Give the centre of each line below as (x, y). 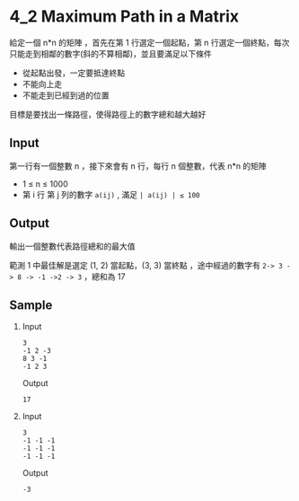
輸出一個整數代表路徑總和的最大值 (72, 246)
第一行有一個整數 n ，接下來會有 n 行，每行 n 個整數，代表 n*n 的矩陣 (138, 166)
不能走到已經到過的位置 (66, 95)
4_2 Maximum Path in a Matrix (124, 17)
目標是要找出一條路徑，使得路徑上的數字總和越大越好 (108, 114)
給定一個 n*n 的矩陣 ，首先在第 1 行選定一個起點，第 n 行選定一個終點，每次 (149, 42)
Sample (31, 305)
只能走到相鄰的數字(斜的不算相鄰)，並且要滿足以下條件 (111, 53)
